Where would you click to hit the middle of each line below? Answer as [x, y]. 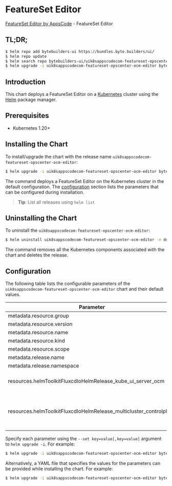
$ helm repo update [26, 56]
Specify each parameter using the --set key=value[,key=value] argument [83, 439]
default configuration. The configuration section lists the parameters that [82, 187]
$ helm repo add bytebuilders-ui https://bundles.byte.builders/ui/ [80, 52]
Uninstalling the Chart [41, 218]
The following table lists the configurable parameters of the [68, 283]
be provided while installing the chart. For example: [59, 469]
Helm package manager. [31, 100]
